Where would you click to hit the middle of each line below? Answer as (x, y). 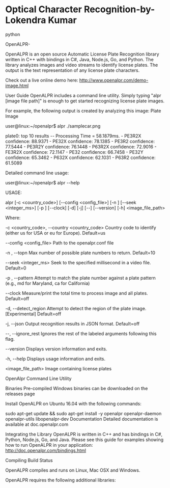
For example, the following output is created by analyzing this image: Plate (83, 111)
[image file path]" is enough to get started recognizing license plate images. (85, 101)
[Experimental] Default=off (33, 314)
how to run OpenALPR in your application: (49, 445)
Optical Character (44, 9)
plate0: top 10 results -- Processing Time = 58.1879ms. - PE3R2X (73, 135)
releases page (20, 394)
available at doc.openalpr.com (37, 424)
